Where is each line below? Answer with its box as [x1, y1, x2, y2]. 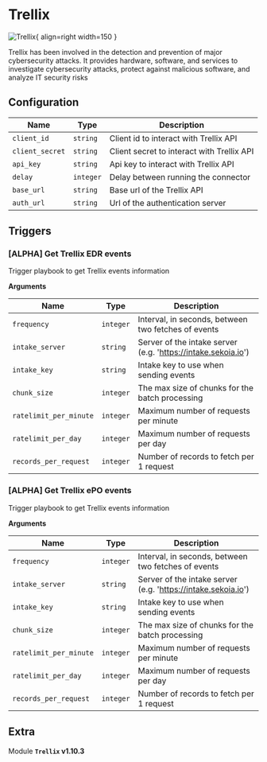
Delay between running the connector [109, 171, 251, 182]
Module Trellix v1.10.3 [8, 746, 85, 756]
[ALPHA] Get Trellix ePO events [8, 485, 133, 496]
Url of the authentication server [109, 197, 226, 208]
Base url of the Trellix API [109, 185, 203, 196]
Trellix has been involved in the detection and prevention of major [8, 47, 222, 56]
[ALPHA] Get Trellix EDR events [8, 248, 132, 259]
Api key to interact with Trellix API [109, 158, 234, 169]
